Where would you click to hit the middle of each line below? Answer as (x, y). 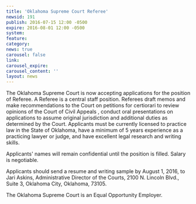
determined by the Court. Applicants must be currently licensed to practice (97, 124)
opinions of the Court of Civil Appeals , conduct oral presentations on (90, 112)
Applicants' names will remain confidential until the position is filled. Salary (96, 154)
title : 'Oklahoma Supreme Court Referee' (57, 11)
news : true (19, 50)
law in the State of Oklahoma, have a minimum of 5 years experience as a (94, 130)
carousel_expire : (27, 66)
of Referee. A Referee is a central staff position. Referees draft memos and (96, 99)
